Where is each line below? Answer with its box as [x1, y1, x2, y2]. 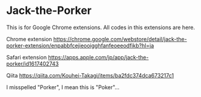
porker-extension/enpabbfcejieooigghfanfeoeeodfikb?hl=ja [6, 42, 154, 49]
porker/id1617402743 [6, 60, 59, 67]
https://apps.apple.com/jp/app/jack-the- [48, 53, 149, 61]
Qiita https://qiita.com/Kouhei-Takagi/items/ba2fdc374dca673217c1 [6, 72, 174, 79]
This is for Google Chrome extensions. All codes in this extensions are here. [6, 24, 196, 31]
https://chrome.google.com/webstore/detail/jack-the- [53, 35, 187, 42]
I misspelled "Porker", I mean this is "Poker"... [6, 83, 120, 91]
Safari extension [6, 53, 47, 61]
